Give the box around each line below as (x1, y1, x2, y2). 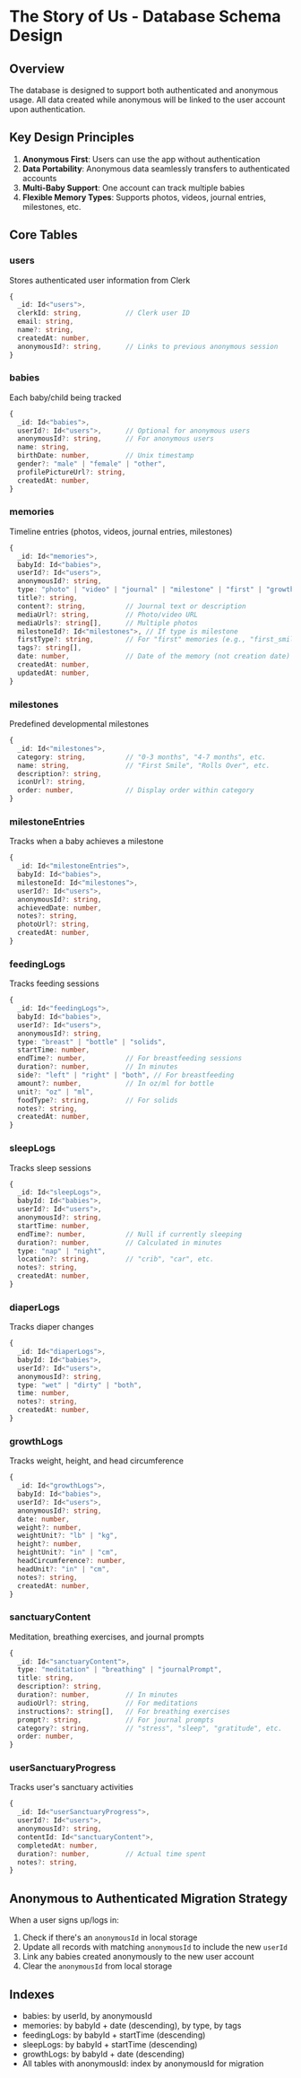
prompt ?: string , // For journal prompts (17, 1716, 215, 1724)
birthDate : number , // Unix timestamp (17, 451, 194, 460)
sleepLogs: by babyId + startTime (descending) (21, 2039, 198, 2049)
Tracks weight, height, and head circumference (9, 1455, 184, 1466)
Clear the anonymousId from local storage (21, 1960, 173, 1971)
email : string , (17, 317, 74, 327)
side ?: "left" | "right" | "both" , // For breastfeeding (17, 1070, 235, 1080)
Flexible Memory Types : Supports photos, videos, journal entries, (21, 191, 267, 203)
